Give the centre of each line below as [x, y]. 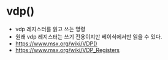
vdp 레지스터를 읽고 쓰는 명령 [50, 29]
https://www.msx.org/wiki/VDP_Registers [67, 50]
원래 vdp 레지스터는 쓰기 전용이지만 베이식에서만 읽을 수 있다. [89, 36]
